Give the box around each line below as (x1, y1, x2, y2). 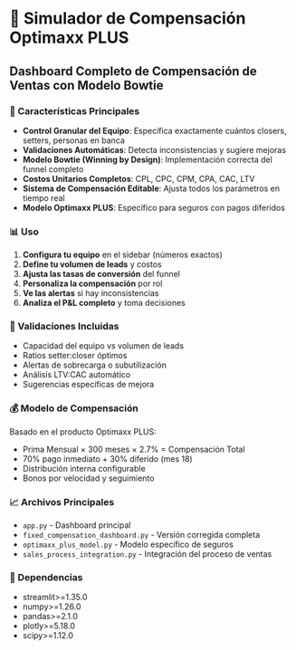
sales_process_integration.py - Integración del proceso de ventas (22, 549, 272, 559)
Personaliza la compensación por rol (22, 278, 163, 289)
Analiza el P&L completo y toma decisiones (22, 298, 186, 309)
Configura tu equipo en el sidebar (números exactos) (22, 249, 224, 261)
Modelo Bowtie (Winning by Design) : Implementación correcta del (22, 154, 273, 165)
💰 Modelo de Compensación (9, 402, 138, 415)
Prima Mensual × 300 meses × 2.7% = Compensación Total (22, 444, 246, 454)
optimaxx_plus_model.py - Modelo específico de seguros (22, 539, 234, 550)
